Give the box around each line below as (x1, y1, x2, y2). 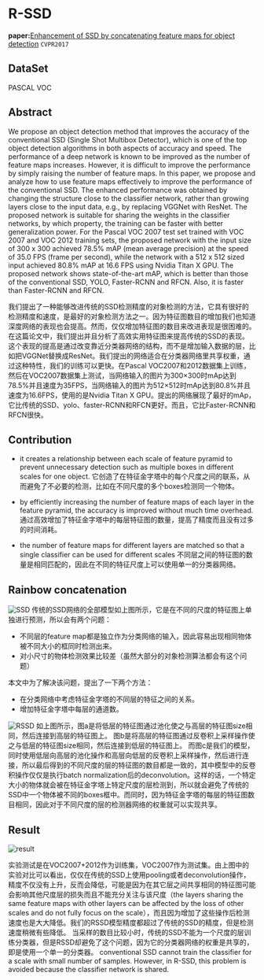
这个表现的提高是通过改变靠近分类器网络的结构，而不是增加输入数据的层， (8, 341, 249, 350)
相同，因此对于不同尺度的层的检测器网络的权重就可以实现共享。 (14, 800, 222, 809)
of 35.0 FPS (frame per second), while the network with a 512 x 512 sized (8, 252, 245, 261)
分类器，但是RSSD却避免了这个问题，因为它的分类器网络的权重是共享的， (14, 937, 254, 947)
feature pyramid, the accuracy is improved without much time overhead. (19, 505, 254, 516)
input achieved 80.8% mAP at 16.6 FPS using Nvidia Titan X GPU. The (8, 261, 234, 270)
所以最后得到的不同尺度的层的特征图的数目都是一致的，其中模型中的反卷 (21, 760, 256, 770)
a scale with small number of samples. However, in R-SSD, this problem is (8, 956, 247, 965)
